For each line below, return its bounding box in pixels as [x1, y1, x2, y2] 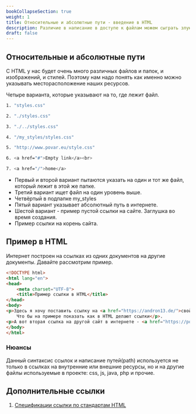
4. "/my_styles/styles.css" [6, 134, 75, 140]
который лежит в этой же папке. [14, 182, 96, 190]
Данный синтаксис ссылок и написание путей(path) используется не [6, 357, 179, 364]
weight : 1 [6, 14, 30, 20]
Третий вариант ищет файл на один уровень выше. [14, 189, 142, 196]
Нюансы [6, 343, 32, 351]
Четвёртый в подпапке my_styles [14, 195, 97, 202]
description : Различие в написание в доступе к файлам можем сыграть [6, 25, 179, 31]
